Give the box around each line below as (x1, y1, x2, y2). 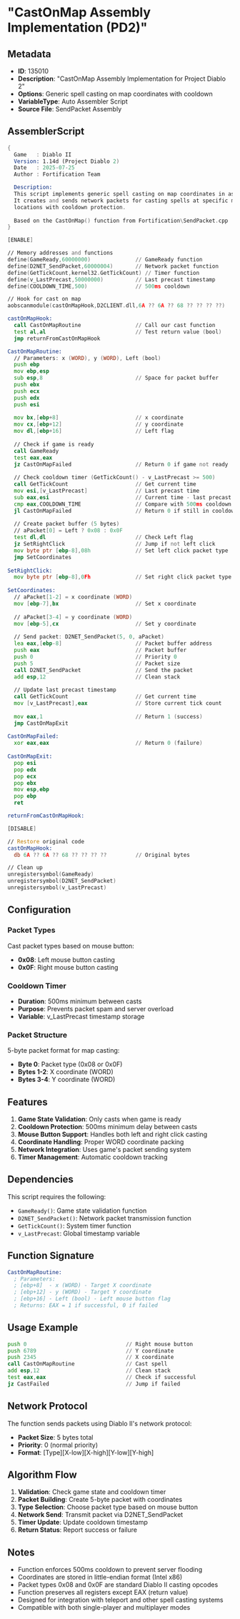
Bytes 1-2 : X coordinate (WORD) (17, 1068, 114, 1076)
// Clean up (7, 864, 43, 871)
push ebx (14, 381, 40, 389)
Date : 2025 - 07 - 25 (14, 164, 75, 171)
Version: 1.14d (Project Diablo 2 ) (14, 158, 120, 165)
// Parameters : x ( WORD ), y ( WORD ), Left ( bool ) (14, 354, 161, 361)
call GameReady (14, 447, 59, 454)
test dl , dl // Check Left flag (14, 533, 194, 541)
